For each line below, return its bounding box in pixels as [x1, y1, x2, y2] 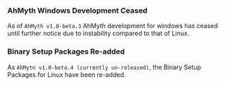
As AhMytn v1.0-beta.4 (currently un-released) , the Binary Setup [7, 63, 202, 71]
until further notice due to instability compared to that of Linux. [7, 29, 190, 37]
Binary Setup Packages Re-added [7, 47, 126, 56]
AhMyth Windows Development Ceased [7, 6, 148, 16]
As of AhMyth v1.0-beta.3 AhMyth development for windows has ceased [7, 22, 219, 30]
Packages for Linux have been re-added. [7, 70, 126, 79]
